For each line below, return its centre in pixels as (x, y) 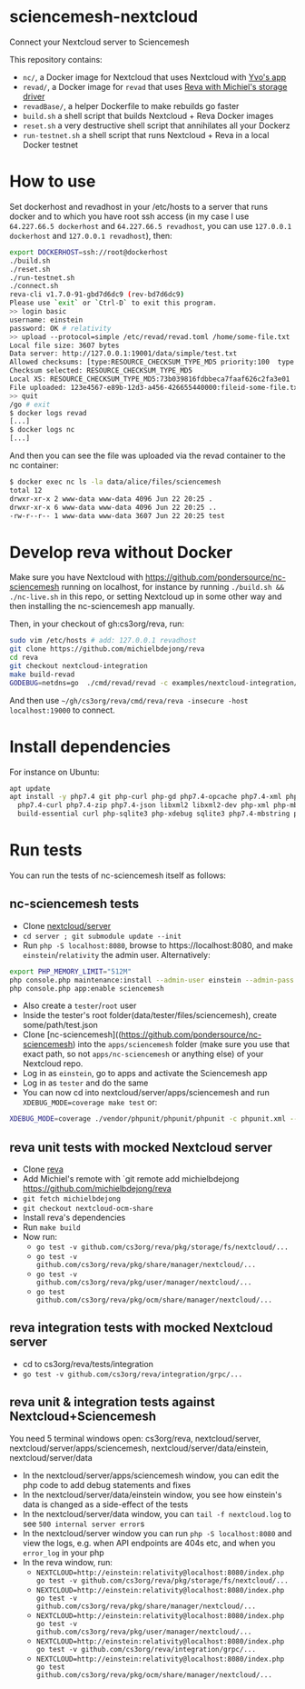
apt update (30, 788)
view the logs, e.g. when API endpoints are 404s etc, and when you (149, 1543)
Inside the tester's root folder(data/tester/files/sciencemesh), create (149, 1015)
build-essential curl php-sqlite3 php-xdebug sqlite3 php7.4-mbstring (154, 814)
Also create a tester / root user (79, 1005)
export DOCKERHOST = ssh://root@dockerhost (89, 252)
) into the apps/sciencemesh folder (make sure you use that (181, 1044)
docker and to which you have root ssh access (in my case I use (129, 216)
